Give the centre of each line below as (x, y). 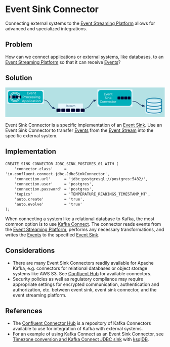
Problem (19, 45)
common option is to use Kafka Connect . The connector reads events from (83, 224)
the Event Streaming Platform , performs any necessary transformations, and (85, 229)
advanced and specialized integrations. (46, 28)
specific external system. (31, 136)
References (24, 311)
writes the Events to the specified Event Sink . (52, 235)
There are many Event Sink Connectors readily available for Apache (83, 263)
